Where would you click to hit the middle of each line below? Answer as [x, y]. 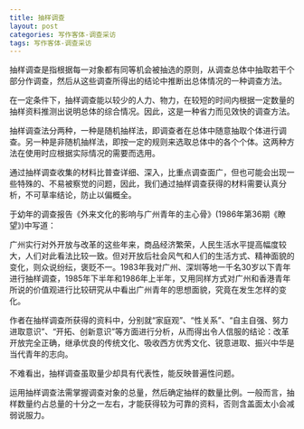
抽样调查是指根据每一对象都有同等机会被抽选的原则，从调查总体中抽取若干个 [152, 70]
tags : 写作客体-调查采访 [51, 43]
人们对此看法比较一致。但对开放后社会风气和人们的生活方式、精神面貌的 [160, 256]
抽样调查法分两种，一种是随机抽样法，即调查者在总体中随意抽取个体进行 [144, 131]
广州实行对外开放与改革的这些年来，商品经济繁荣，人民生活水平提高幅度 [144, 245]
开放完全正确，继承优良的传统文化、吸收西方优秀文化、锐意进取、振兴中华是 [152, 343]
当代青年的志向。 [41, 354]
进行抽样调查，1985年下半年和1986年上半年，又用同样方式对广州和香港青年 [150, 279]
